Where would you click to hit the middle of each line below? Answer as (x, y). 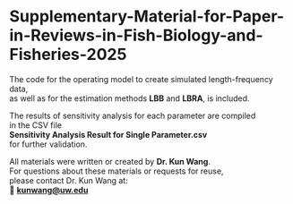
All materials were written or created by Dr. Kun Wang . (110, 161)
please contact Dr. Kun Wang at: (69, 180)
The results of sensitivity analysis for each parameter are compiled (133, 115)
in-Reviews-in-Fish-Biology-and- (136, 35)
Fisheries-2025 (68, 55)
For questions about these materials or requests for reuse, (116, 171)
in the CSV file (36, 125)
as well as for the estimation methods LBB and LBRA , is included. (129, 98)
